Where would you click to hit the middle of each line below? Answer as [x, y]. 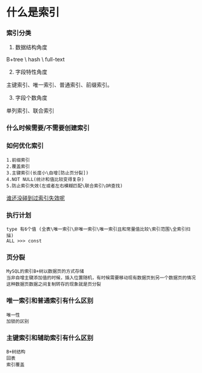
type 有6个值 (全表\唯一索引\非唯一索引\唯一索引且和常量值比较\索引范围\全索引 [96, 229]
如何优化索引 [25, 146]
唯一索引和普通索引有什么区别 [50, 301]
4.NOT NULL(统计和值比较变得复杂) [45, 179]
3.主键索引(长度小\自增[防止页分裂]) [48, 173]
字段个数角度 [31, 98]
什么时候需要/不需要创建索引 [48, 128]
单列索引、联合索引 [30, 111]
